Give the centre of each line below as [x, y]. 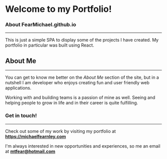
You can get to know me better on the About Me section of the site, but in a [82, 77]
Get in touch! [21, 116]
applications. [18, 88]
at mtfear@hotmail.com [30, 151]
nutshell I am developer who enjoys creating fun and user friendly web [77, 83]
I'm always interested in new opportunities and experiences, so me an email [83, 146]
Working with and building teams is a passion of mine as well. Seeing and [80, 98]
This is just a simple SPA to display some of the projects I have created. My [82, 40]
